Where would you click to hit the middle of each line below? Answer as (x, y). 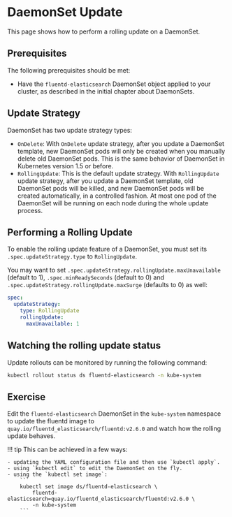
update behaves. (31, 436)
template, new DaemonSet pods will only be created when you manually (121, 151)
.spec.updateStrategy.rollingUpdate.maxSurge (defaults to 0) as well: (107, 285)
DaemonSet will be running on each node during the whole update (113, 203)
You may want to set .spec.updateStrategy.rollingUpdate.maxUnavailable (114, 270)
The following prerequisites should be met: (69, 70)
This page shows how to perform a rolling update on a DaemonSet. (104, 31)
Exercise (27, 396)
